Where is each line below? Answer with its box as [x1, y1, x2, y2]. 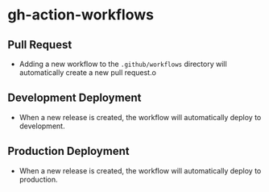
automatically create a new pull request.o [19, 68, 156, 77]
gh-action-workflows [7, 6, 155, 24]
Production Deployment [7, 144, 130, 158]
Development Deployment [7, 91, 142, 105]
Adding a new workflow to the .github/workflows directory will [19, 59, 227, 69]
